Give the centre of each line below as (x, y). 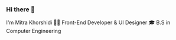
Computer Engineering (34, 31)
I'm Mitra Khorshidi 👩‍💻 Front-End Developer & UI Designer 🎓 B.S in (88, 22)
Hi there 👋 (21, 9)
